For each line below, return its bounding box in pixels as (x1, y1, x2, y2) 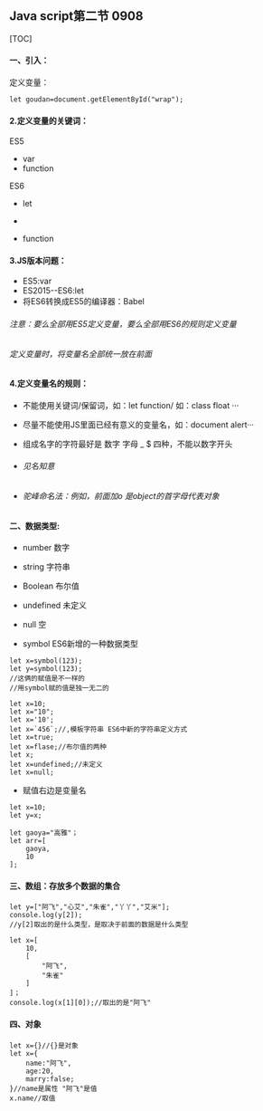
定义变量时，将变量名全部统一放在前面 (9, 348, 152, 359)
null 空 (22, 619, 47, 630)
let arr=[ (9, 837, 47, 846)
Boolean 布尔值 (22, 580, 80, 591)
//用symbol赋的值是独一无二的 (9, 684, 110, 693)
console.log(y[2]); (9, 911, 83, 920)
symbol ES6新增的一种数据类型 (22, 638, 138, 649)
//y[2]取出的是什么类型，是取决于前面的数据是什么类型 (9, 920, 189, 930)
